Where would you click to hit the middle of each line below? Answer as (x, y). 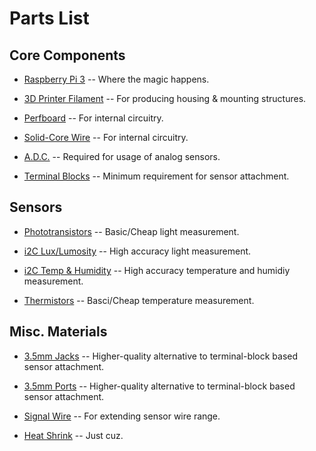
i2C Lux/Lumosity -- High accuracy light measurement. (137, 251)
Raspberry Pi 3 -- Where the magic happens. (116, 79)
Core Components (67, 55)
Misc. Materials (58, 332)
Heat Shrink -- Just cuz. (73, 435)
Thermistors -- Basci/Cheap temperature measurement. (139, 300)
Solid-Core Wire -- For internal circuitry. (106, 137)
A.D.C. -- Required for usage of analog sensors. (122, 156)
